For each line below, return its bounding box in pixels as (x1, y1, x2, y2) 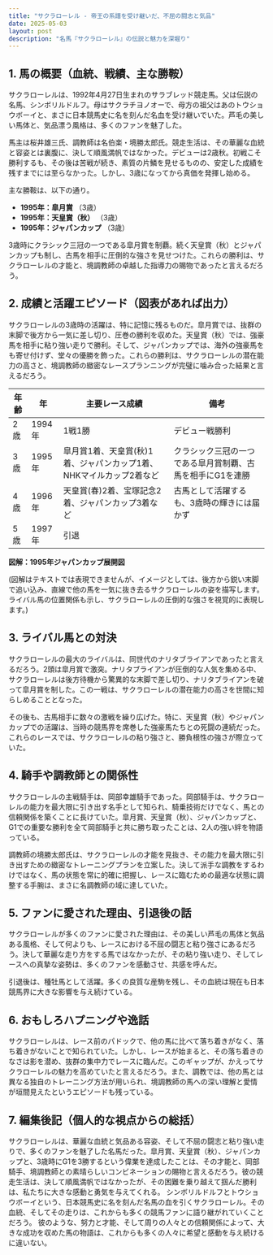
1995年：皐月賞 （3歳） (19, 202, 102, 212)
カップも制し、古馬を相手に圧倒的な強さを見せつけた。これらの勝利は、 (15, 250, 258, 260)
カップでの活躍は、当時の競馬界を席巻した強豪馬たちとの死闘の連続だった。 (8, 722, 265, 732)
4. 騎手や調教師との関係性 (8, 769, 139, 783)
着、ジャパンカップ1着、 (63, 457, 158, 468)
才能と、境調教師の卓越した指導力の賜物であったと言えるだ (58, 261, 258, 271)
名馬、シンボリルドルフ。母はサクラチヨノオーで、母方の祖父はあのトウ (8, 100, 250, 110)
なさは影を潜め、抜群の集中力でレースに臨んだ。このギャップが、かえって (8, 1057, 257, 1066)
